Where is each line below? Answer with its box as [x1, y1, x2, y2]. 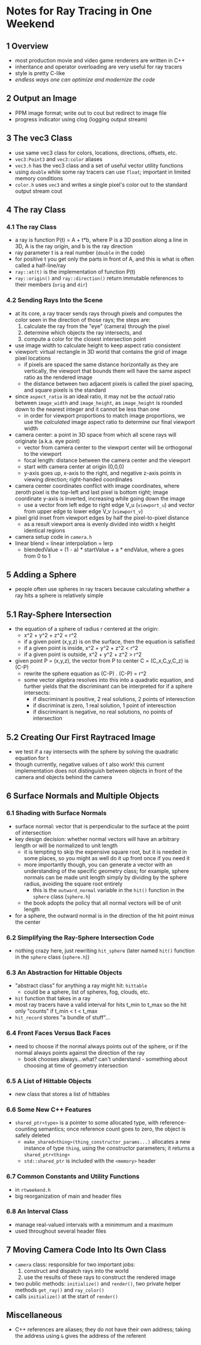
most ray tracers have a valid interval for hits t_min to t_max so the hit [14, 1001, 187, 1009]
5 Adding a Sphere [6, 569, 77, 580]
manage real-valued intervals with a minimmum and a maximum [14, 1221, 173, 1228]
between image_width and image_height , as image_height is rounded [14, 399, 183, 406]
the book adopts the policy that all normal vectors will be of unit [23, 899, 181, 906]
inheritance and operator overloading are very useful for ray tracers [14, 63, 182, 70]
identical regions [23, 527, 65, 534]
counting [14, 1125, 37, 1133]
